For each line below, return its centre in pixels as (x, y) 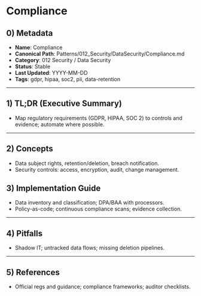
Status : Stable (33, 66)
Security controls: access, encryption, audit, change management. (97, 169)
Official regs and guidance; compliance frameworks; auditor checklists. (103, 287)
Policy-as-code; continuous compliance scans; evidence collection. (98, 209)
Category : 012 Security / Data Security (63, 60)
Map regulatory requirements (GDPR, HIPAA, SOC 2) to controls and (98, 118)
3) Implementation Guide (54, 189)
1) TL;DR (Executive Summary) (64, 104)
